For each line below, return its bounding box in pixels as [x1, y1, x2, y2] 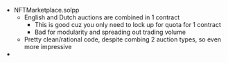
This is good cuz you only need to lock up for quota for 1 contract [34, 21, 222, 28]
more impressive [24, 43, 72, 51]
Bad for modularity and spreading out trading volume [34, 28, 186, 36]
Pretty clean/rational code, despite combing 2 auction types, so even [24, 35, 222, 44]
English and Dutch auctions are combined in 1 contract [24, 13, 180, 21]
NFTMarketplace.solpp [13, 6, 80, 14]
